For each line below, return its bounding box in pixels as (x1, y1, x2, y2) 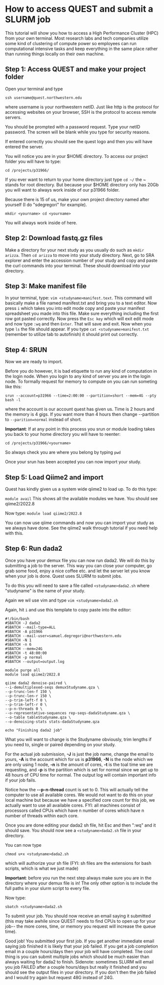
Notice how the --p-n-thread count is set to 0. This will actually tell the (5, 786, 148, 792)
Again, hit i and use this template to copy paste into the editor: (5, 606, 131, 612)
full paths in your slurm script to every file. (5, 885, 91, 891)
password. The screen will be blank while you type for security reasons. (5, 129, 150, 135)
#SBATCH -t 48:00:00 (5, 651, 47, 656)
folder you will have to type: (5, 158, 61, 164)
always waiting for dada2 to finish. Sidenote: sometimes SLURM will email (5, 959, 154, 964)
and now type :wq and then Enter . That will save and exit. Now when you (5, 321, 152, 327)
